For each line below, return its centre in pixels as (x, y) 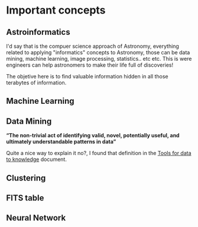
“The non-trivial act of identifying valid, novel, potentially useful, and (93, 136)
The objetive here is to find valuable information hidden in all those (87, 76)
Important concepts (56, 10)
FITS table (25, 198)
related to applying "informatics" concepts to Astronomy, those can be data (98, 52)
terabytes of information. (36, 83)
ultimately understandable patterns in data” (61, 142)
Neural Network (36, 218)
